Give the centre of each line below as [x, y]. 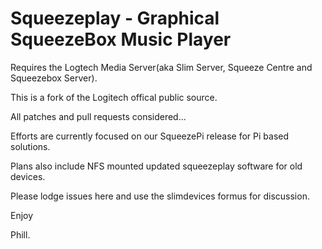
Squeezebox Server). [54, 78]
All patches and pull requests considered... [98, 116]
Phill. [20, 234]
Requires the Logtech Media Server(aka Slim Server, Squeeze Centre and [161, 67]
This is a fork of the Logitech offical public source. [114, 97]
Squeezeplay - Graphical [115, 18]
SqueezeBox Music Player [121, 39]
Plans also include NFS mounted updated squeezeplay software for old [156, 166]
